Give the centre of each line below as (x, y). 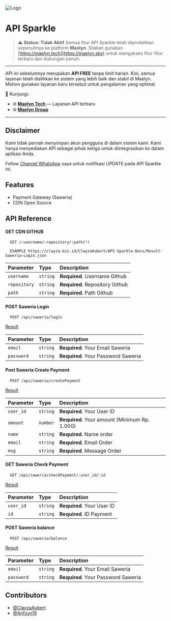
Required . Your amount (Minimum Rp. (104, 420)
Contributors (26, 595)
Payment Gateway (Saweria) (42, 197)
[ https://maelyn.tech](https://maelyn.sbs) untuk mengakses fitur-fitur (90, 53)
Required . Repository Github (94, 285)
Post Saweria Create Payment (37, 370)
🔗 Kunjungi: (17, 94)
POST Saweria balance (30, 528)
